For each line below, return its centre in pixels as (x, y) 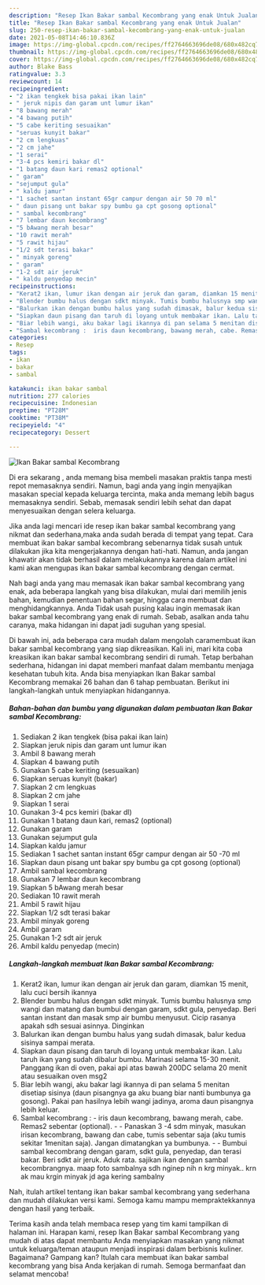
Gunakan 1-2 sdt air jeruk (61, 938)
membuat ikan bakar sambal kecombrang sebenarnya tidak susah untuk (126, 542)
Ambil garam (41, 929)
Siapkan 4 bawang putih (60, 762)
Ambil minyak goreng (55, 921)
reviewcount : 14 (35, 81)
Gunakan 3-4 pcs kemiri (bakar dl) (76, 811)
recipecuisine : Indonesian (53, 403)
